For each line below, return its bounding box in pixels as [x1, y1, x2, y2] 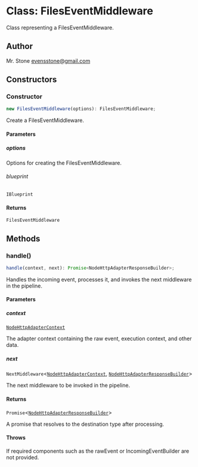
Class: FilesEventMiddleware [6, 4, 153, 18]
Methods [6, 233, 41, 243]
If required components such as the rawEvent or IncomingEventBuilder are [6, 447, 190, 454]
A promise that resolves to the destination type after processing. [6, 420, 165, 428]
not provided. [6, 453, 39, 461]
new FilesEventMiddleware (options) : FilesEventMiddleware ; [6, 106, 156, 112]
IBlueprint [6, 191, 33, 198]
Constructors [6, 75, 57, 85]
